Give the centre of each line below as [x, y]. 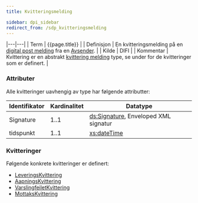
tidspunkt [22, 133]
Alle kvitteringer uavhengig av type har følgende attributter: [78, 91]
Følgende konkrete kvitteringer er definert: [58, 163]
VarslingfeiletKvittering [42, 187]
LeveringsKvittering [38, 175]
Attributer [21, 78]
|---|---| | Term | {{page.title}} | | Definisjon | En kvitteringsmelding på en [95, 44]
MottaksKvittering [36, 194]
